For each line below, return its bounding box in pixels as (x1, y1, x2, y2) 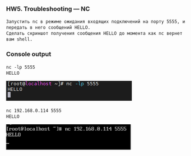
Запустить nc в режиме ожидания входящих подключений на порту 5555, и (6, 19, 185, 25)
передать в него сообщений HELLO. (6, 25, 91, 31)
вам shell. (6, 36, 33, 42)
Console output (6, 50, 52, 58)
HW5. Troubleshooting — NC (6, 5, 90, 13)
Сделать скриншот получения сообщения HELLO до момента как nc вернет (6, 31, 183, 36)
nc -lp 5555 (6, 64, 35, 70)
